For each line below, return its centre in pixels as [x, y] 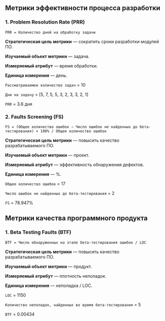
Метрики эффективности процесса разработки [83, 8]
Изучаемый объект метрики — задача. [47, 56]
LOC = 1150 [16, 295]
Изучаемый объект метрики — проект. [47, 155]
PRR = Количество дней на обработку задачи [50, 32]
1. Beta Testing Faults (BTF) [38, 232]
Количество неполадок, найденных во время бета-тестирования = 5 [73, 304]
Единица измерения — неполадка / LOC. [49, 286]
